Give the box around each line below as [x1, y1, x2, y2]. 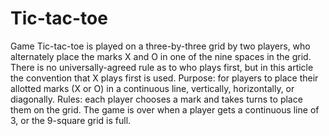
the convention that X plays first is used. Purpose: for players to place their [10, 72, 319, 84]
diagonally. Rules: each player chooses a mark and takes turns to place [10, 93, 303, 105]
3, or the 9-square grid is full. [10, 114, 132, 126]
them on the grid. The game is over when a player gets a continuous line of [10, 103, 320, 116]
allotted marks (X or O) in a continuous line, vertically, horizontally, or [10, 82, 295, 94]
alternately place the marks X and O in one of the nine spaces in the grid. [10, 50, 312, 62]
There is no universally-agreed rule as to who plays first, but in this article [10, 61, 314, 73]
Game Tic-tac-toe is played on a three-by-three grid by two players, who [10, 40, 311, 52]
